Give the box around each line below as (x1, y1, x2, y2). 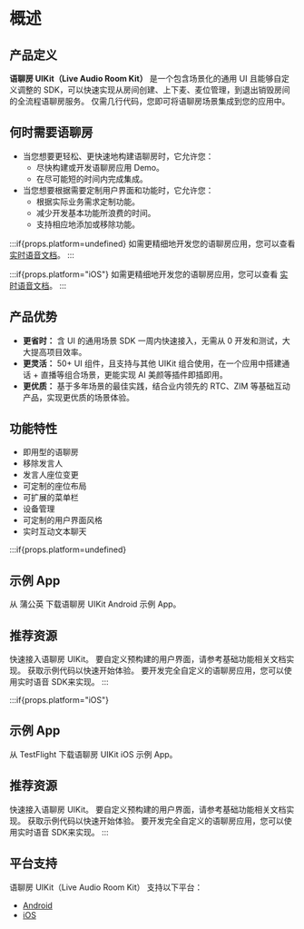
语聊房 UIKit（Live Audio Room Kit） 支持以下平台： (9, 882, 203, 893)
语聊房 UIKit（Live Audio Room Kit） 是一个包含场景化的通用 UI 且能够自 (9, 74, 282, 84)
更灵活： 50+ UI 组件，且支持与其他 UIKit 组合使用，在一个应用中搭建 (22, 358, 282, 369)
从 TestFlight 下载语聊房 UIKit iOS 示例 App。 (9, 748, 178, 759)
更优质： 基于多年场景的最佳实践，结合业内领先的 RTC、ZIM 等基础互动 (22, 380, 290, 391)
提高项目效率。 (30, 346, 87, 357)
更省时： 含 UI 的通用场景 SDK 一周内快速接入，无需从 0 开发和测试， (22, 335, 283, 346)
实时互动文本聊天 (22, 526, 87, 537)
